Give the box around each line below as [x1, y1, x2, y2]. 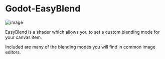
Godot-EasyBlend [5, 3, 81, 14]
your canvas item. [5, 34, 42, 40]
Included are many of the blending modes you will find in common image [5, 44, 155, 50]
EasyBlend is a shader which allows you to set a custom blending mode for [5, 29, 160, 35]
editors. [5, 49, 21, 55]
